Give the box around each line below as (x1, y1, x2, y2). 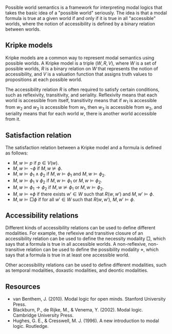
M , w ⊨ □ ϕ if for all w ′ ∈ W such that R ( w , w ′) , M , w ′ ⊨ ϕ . (12, 196, 135, 202)
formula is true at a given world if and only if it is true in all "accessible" (5, 15, 156, 21)
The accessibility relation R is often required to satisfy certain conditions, (5, 86, 160, 92)
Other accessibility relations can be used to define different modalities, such (5, 262, 167, 268)
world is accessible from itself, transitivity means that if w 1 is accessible (5, 97, 157, 105)
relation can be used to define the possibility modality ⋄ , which (26, 246, 159, 253)
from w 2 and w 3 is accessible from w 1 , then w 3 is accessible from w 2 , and (5, 104, 162, 111)
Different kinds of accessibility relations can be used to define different (5, 225, 156, 231)
